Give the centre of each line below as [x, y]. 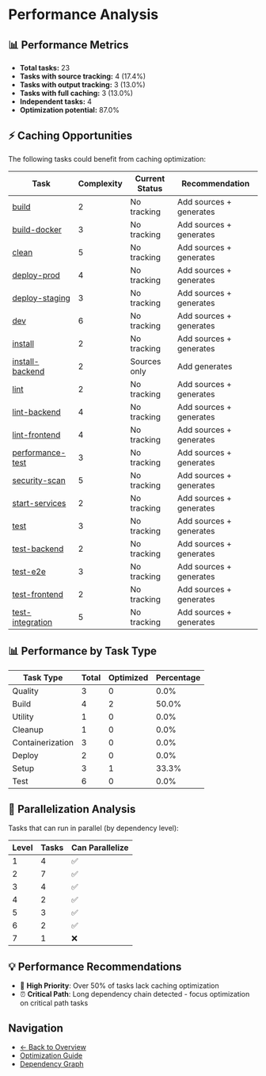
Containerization [43, 742]
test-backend [38, 549]
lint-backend [36, 412]
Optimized [128, 677]
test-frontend [38, 594]
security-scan [39, 480]
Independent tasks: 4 [56, 101]
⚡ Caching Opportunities [70, 136]
